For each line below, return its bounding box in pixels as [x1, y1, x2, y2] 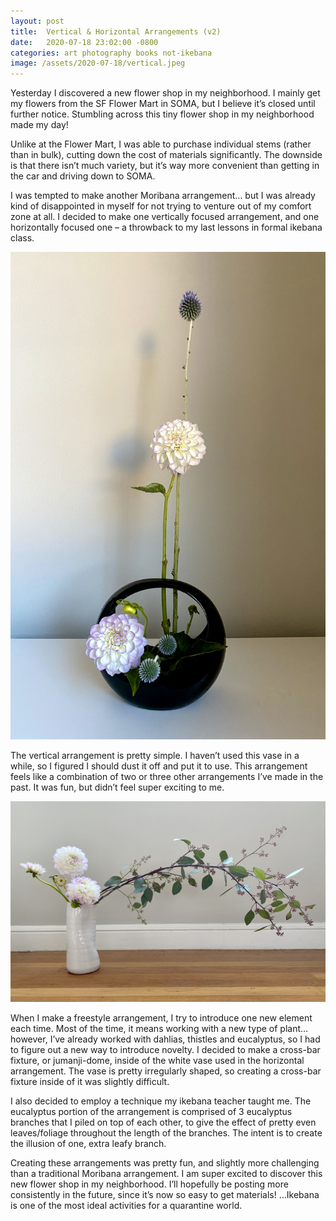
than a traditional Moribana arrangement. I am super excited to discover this [10, 1167, 323, 1179]
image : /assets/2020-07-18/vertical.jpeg [10, 58, 186, 69]
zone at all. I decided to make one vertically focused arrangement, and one [10, 211, 320, 223]
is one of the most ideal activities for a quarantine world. [10, 1199, 243, 1211]
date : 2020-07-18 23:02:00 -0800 [10, 37, 159, 47]
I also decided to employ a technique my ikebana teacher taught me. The [10, 1095, 312, 1107]
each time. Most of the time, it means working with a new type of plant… [10, 1022, 309, 1034]
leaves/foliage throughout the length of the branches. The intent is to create [10, 1126, 323, 1139]
